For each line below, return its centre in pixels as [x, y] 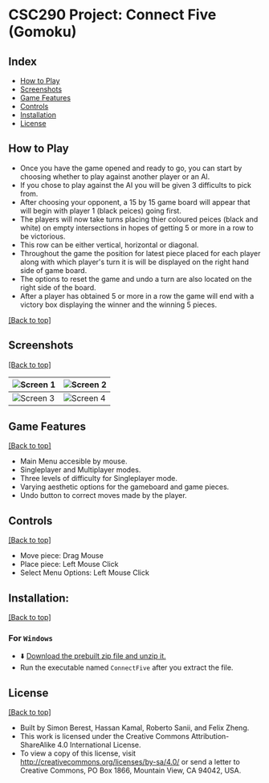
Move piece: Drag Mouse [62, 556]
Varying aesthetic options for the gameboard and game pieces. [124, 487]
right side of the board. [58, 288]
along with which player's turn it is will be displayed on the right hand [134, 262]
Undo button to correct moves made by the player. [103, 495]
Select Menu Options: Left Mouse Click [85, 573]
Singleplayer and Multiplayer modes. [80, 470]
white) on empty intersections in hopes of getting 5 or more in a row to [137, 227]
